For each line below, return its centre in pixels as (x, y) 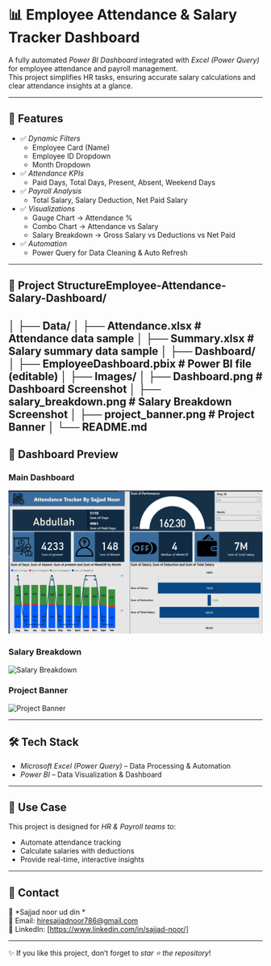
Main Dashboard (42, 477)
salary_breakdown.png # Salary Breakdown (120, 402)
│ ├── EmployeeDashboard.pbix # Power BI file (130, 364)
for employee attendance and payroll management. (94, 68)
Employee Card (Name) (71, 147)
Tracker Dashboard (74, 38)
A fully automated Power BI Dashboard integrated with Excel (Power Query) (134, 60)
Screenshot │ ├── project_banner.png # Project (131, 414)
